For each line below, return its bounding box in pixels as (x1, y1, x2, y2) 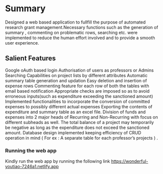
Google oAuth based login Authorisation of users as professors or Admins (5, 67, 154, 73)
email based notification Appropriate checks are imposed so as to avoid (5, 88, 150, 94)
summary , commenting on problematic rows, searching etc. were (5, 29, 138, 35)
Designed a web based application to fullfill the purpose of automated (5, 19, 146, 25)
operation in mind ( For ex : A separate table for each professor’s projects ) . (5, 135, 158, 141)
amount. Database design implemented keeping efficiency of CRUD (5, 129, 141, 135)
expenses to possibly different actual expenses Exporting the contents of (5, 103, 153, 109)
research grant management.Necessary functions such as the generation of (5, 24, 158, 30)
